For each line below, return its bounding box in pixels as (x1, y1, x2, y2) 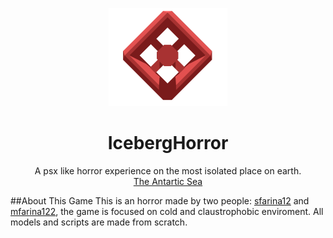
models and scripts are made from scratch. (10, 216, 188, 228)
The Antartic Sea (133, 175, 203, 187)
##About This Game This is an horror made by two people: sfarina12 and (10, 194, 310, 207)
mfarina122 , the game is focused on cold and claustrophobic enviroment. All (10, 205, 324, 217)
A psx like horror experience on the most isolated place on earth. (34, 164, 302, 177)
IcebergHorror (107, 132, 229, 155)
